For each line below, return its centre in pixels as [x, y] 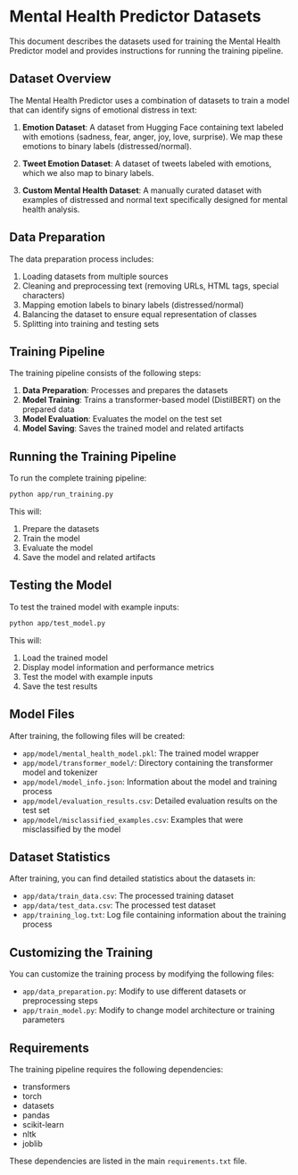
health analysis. [51, 209]
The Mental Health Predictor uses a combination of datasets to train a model [149, 100]
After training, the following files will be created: [97, 735]
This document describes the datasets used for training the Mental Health [145, 41]
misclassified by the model [71, 829]
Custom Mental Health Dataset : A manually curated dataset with [142, 190]
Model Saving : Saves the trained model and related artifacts [133, 428]
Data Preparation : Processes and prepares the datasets [125, 390]
